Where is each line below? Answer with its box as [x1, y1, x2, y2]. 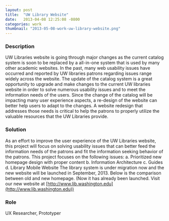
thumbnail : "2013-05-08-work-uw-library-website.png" [5, 26, 121, 31]
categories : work [5, 21, 42, 27]
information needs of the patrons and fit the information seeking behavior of [5, 148, 163, 154]
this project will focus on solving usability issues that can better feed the [5, 143, 155, 149]
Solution [5, 126, 27, 133]
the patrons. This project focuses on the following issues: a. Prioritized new [5, 154, 162, 160]
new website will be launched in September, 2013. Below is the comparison [5, 170, 161, 176]
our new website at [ [5, 181, 48, 187]
